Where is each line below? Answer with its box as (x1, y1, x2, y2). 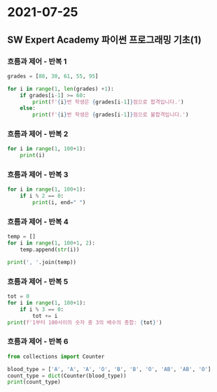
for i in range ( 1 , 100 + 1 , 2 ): (7, 240, 96, 247)
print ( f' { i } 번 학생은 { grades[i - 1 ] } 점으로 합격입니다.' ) (32, 99, 184, 106)
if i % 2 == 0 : (20, 193, 64, 200)
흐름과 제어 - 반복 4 (7, 217, 69, 227)
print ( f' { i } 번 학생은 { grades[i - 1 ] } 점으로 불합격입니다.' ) (32, 111, 189, 119)
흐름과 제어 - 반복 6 (7, 337, 69, 347)
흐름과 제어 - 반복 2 (7, 129, 69, 139)
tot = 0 (7, 293, 30, 300)
